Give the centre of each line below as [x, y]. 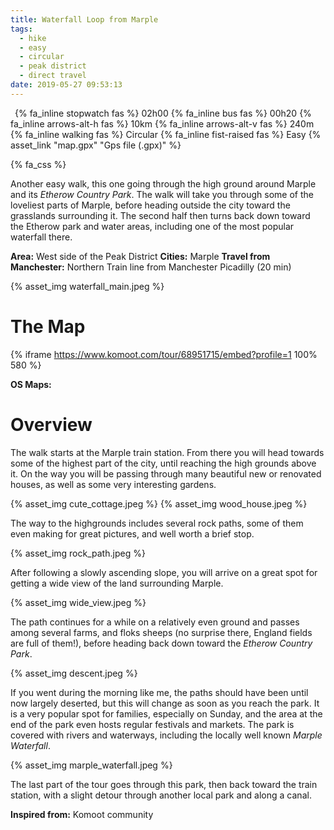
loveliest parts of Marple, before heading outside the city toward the [150, 205]
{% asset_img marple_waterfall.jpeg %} [91, 765]
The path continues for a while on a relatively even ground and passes [155, 622]
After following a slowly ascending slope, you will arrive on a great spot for [164, 572]
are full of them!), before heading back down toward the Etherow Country [161, 643]
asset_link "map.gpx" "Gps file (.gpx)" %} [96, 145]
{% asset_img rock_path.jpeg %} [78, 553]
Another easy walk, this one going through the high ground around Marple [163, 183]
